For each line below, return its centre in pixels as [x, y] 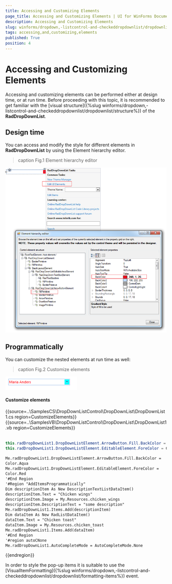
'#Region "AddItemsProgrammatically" [46, 484]
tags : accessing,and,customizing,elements [51, 33]
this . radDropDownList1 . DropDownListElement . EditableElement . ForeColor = [84, 449]
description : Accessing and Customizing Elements [59, 22]
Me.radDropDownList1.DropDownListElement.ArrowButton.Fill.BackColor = [83, 459]
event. [133, 576]
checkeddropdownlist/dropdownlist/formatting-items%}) [65, 576]
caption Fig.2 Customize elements [54, 369]
